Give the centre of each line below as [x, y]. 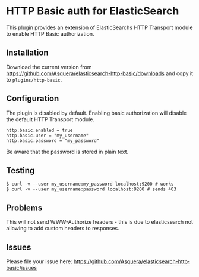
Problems [24, 207]
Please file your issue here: [39, 261]
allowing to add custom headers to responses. [63, 229]
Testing [20, 170]
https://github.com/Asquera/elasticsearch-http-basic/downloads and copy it [100, 73]
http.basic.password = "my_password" [53, 141]
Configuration [33, 99]
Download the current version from [49, 67]
